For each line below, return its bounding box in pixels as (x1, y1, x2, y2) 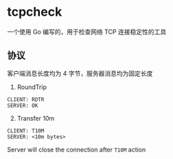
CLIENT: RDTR (7, 96, 45, 103)
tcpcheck (7, 4, 62, 20)
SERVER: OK (7, 102, 38, 109)
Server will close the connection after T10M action (7, 145, 146, 154)
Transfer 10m (16, 114, 55, 122)
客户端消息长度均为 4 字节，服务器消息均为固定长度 (7, 69, 153, 77)
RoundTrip (16, 83, 47, 91)
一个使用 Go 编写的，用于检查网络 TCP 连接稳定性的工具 (7, 27, 167, 36)
